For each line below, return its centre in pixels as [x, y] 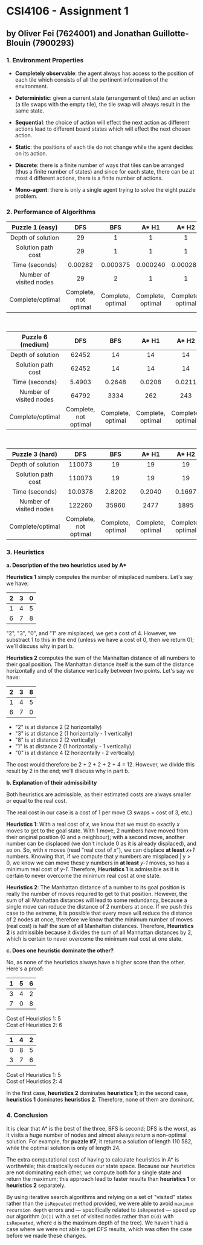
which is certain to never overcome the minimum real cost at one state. [95, 939]
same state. [29, 111]
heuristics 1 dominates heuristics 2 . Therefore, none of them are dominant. [100, 1100]
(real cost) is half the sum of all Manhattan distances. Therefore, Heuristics [100, 926]
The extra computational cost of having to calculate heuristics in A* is [93, 1159]
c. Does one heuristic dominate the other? [60, 950]
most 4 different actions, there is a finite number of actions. [89, 178]
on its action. [31, 153]
